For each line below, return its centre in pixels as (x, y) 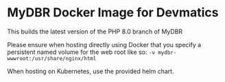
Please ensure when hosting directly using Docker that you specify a (104, 44)
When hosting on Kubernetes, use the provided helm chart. (91, 71)
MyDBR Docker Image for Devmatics (113, 13)
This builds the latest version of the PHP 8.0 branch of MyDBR (95, 31)
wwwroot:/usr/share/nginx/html (52, 58)
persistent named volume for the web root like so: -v (81, 52)
